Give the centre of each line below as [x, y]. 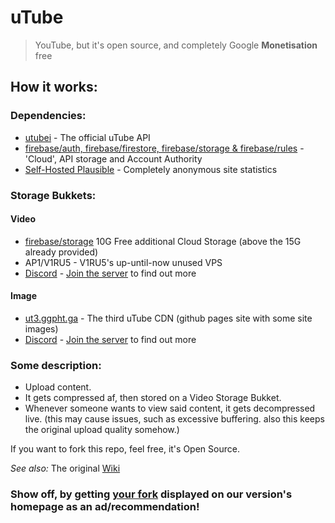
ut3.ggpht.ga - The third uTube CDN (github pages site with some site [168, 318]
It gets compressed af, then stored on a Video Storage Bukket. [153, 398]
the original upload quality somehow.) [102, 430]
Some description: [56, 365]
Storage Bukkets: [53, 195]
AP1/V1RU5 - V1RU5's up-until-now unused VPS [123, 262]
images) [41, 328]
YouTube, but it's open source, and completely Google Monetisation [176, 45]
